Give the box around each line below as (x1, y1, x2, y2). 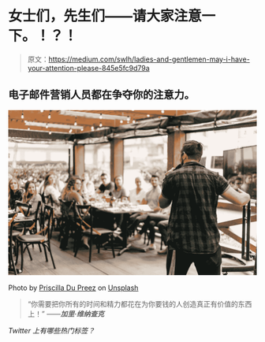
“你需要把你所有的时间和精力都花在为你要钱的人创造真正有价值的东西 (27, 299, 252, 309)
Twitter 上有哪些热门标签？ (8, 326, 95, 336)
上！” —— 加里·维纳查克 (27, 309, 105, 319)
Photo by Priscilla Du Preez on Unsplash (8, 283, 139, 292)
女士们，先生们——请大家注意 (8, 7, 203, 25)
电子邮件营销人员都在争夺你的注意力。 (8, 88, 195, 102)
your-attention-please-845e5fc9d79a (27, 63, 150, 72)
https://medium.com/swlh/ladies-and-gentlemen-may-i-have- (48, 54, 250, 64)
